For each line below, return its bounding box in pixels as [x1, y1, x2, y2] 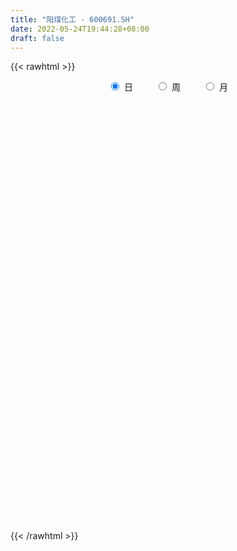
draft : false [10, 33, 65, 43]
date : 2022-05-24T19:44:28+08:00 [10, 24, 150, 34]
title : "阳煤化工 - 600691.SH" [10, 14, 135, 25]
